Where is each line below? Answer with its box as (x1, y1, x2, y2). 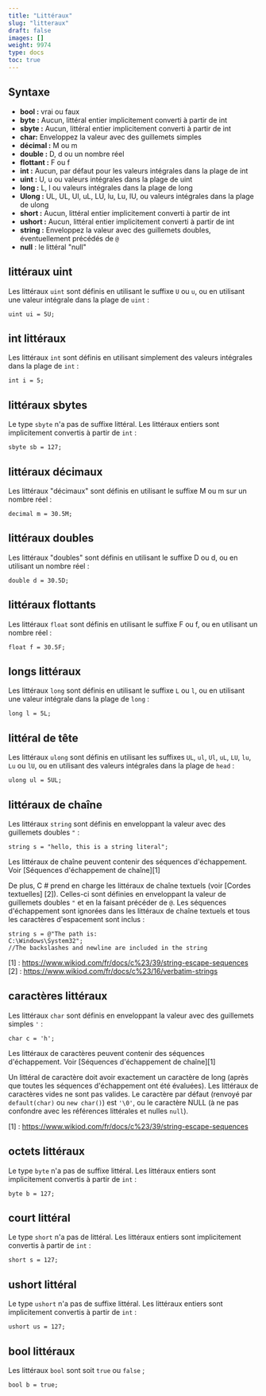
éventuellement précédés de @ (19, 233, 119, 243)
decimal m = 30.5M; (8, 510, 73, 518)
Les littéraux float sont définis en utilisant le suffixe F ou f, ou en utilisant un (8, 619, 258, 629)
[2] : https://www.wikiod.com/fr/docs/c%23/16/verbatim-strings (8, 967, 218, 976)
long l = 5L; (8, 710, 52, 718)
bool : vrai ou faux (19, 107, 80, 116)
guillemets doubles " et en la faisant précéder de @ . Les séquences (8, 897, 227, 907)
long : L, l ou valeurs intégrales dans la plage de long (19, 182, 193, 192)
